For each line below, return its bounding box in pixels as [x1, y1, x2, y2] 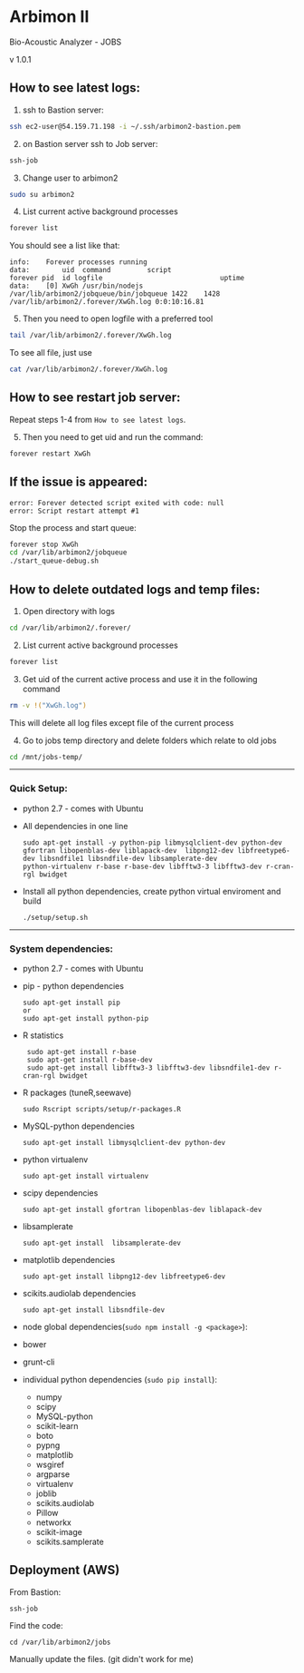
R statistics [22, 1030, 64, 1041]
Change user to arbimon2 [22, 172, 119, 183]
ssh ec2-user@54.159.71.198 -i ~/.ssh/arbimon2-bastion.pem [9, 122, 242, 131]
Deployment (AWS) [9, 1562, 120, 1578]
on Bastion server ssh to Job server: [22, 138, 158, 149]
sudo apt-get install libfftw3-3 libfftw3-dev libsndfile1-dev [26, 1063, 271, 1072]
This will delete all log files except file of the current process [9, 717, 234, 728]
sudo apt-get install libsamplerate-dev [22, 1238, 181, 1248]
